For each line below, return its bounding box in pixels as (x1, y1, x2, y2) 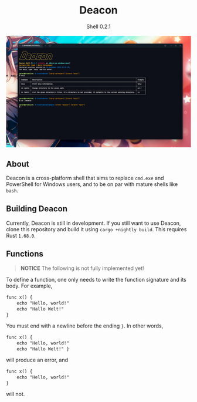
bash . (6, 187, 19, 194)
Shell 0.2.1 (86, 23, 111, 30)
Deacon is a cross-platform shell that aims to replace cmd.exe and (6, 174, 164, 181)
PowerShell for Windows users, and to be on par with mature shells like (6, 180, 178, 188)
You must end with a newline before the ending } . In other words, (6, 322, 164, 329)
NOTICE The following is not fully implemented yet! (20, 265, 145, 272)
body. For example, (6, 282, 53, 289)
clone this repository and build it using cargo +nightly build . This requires (6, 225, 187, 232)
